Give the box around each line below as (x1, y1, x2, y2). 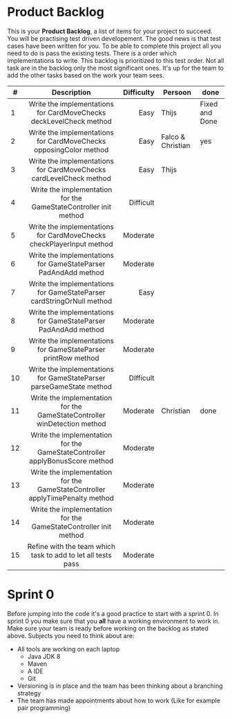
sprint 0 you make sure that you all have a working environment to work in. (7, 617, 220, 625)
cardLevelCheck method (31, 174, 112, 183)
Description (51, 87, 91, 97)
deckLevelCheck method (30, 116, 113, 126)
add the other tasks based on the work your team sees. (7, 71, 164, 80)
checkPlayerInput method (30, 239, 113, 249)
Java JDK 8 (27, 652, 61, 660)
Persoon (163, 87, 192, 97)
